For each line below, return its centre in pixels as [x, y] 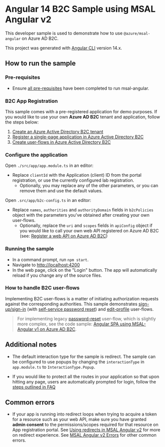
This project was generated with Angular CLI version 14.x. [64, 48]
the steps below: [22, 122]
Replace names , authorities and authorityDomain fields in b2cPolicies [83, 210]
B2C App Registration [32, 101]
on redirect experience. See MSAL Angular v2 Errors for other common [84, 435]
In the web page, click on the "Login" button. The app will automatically [85, 270]
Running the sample [30, 249]
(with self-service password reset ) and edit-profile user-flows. [90, 309]
